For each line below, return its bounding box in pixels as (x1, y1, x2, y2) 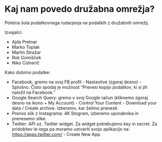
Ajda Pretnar (11, 38, 37, 45)
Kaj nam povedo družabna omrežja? (4, 3, 155, 15)
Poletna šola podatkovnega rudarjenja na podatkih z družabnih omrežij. (4, 20, 149, 26)
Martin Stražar (11, 49, 41, 55)
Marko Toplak (11, 44, 40, 50)
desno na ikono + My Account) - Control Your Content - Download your (11, 100, 157, 106)
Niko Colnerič (11, 60, 40, 66)
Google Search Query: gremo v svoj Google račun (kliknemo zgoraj (11, 95, 148, 101)
